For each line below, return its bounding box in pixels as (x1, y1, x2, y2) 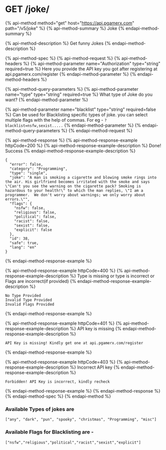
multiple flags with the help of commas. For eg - (5, 117, 103, 123)
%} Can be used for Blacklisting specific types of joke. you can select (5, 111, 148, 118)
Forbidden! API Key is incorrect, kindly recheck (5, 379, 110, 384)
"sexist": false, (14, 223, 50, 228)
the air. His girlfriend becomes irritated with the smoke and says (5, 179, 150, 184)
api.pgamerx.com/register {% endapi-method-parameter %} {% (5, 71, 137, 77)
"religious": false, (14, 210, 57, 215)
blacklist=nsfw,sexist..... (5, 123, 64, 128)
